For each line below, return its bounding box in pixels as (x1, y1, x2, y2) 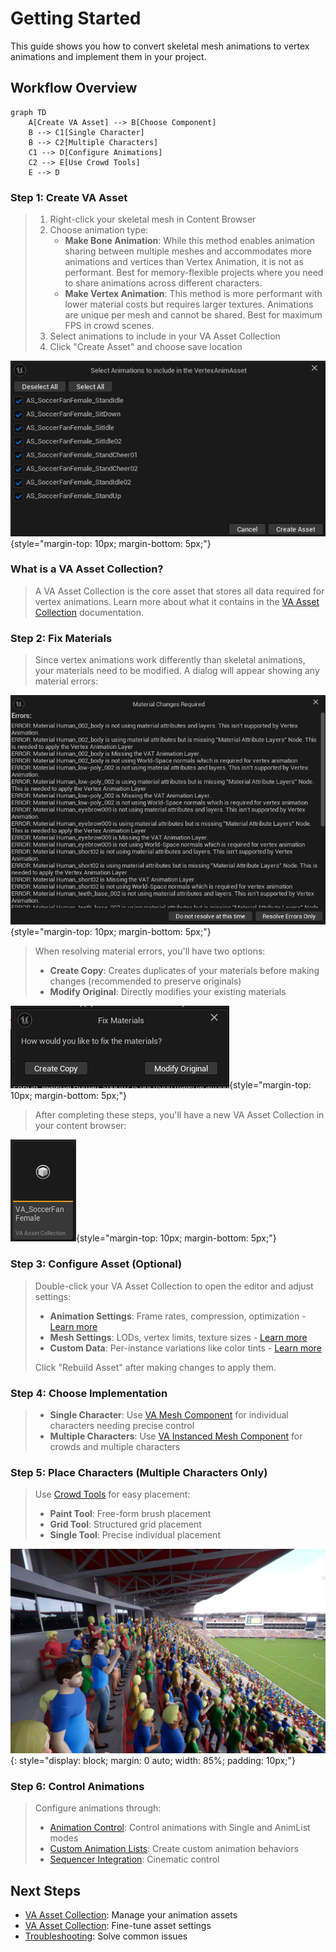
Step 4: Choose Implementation (10, 1386, 168, 1400)
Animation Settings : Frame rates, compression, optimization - (49, 1310, 307, 1322)
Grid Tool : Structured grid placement (49, 1518, 202, 1531)
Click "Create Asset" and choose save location (49, 341, 243, 353)
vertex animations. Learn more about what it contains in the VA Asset (34, 595, 320, 607)
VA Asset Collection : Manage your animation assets (24, 1909, 238, 1921)
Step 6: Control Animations (10, 1779, 145, 1793)
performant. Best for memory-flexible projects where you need (64, 267, 324, 279)
